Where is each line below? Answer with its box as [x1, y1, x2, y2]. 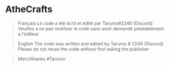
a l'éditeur [17, 31, 39, 37]
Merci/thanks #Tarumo [17, 55, 66, 61]
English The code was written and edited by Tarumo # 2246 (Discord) [17, 40, 164, 46]
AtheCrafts [5, 4, 53, 15]
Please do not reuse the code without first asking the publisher [17, 46, 149, 52]
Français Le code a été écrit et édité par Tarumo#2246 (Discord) [17, 20, 153, 26]
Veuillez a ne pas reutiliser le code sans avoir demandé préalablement [17, 25, 164, 31]
